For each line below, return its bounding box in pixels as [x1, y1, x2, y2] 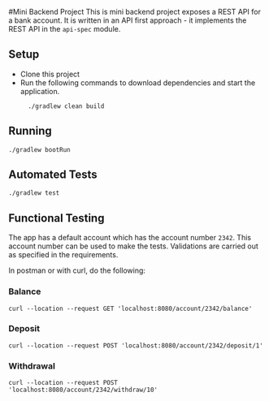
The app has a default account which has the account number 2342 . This [8, 233, 252, 243]
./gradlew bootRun [8, 145, 71, 153]
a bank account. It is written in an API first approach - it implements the [8, 15, 247, 25]
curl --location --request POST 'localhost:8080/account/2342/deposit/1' [8, 341, 264, 350]
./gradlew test [8, 189, 60, 197]
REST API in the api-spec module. [8, 24, 121, 33]
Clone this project [20, 69, 80, 79]
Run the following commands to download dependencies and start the [20, 77, 256, 88]
